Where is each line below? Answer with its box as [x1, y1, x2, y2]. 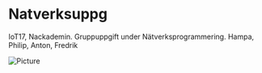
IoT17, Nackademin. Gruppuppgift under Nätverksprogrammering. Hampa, [8, 32, 255, 41]
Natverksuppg [8, 5, 108, 24]
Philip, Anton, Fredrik [8, 40, 78, 49]
